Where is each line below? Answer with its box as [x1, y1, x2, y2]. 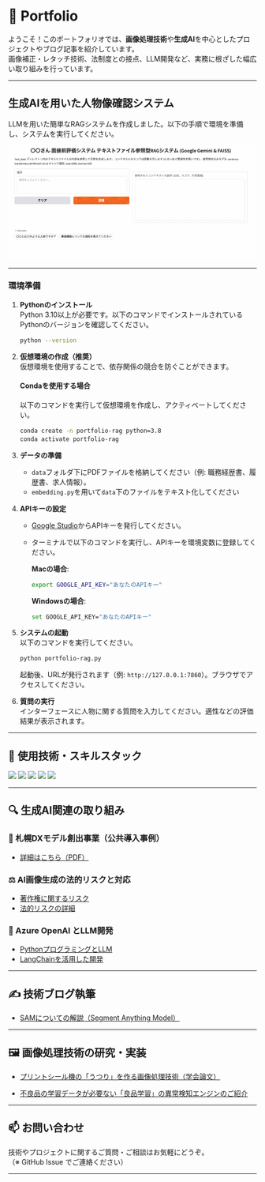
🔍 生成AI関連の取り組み [8, 804, 125, 817]
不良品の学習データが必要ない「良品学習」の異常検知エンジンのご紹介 [19, 1089, 248, 1097]
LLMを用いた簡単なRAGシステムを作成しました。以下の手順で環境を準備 [8, 119, 244, 129]
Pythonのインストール [19, 299, 93, 309]
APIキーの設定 [19, 503, 67, 513]
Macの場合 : [31, 564, 69, 574]
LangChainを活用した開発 [19, 954, 104, 964]
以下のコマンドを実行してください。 [19, 638, 137, 647]
